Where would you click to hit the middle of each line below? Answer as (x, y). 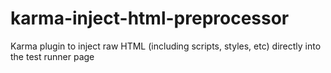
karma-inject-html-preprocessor (150, 18)
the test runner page (52, 56)
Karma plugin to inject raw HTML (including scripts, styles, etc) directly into (166, 46)
